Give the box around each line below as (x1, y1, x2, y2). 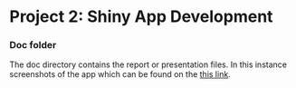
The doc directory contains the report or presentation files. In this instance (9, 59, 288, 70)
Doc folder (9, 39, 57, 52)
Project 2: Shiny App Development (9, 6, 273, 27)
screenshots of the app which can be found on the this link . (9, 69, 231, 80)
